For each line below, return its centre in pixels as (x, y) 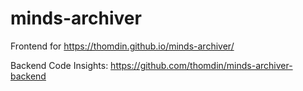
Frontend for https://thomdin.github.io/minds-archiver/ (122, 46)
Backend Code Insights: (59, 65)
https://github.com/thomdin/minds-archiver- (201, 65)
